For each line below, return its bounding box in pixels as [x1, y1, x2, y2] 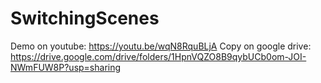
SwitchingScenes [10, 7, 160, 30]
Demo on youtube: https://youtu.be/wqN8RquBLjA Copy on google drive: [10, 40, 312, 52]
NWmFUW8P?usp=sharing [10, 61, 122, 73]
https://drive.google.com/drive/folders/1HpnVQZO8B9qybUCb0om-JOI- [10, 50, 307, 62]
